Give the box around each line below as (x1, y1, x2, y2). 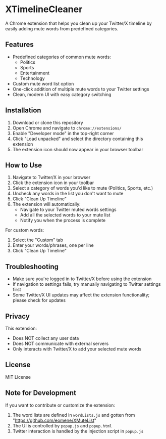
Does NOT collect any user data (12, 335, 79, 341)
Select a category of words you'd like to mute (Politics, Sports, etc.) (12, 185, 153, 191)
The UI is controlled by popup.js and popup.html (12, 422, 112, 428)
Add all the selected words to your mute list (20, 212, 110, 218)
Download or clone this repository (12, 119, 83, 125)
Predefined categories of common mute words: (12, 54, 111, 60)
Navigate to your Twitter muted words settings (20, 206, 117, 213)
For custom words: (5, 227, 44, 233)
